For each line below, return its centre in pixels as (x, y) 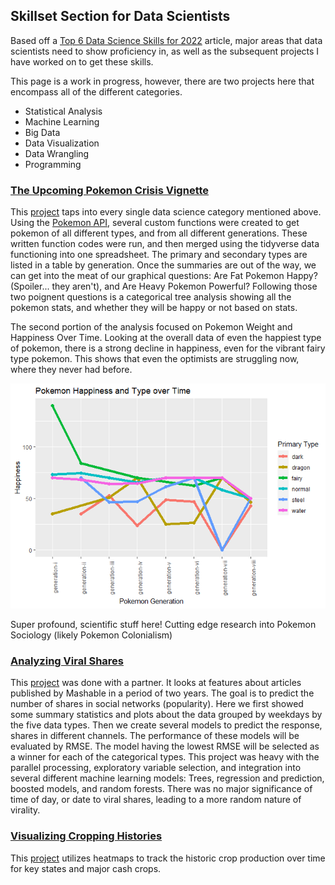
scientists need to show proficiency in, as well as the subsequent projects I (165, 51)
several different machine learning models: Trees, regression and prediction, (167, 778)
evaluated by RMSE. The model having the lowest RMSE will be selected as (165, 746)
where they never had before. (71, 370)
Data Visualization (62, 143)
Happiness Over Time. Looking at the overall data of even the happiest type (166, 338)
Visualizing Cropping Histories (86, 836)
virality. (25, 810)
